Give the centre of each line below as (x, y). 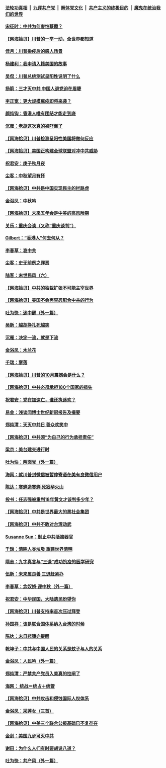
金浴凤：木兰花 (21, 350)
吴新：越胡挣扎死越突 (27, 325)
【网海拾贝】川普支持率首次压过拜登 (43, 612)
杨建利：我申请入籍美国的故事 (36, 63)
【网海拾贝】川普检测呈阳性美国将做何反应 (49, 138)
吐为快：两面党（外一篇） (32, 462)
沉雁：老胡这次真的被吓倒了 (34, 126)
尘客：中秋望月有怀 (25, 176)
